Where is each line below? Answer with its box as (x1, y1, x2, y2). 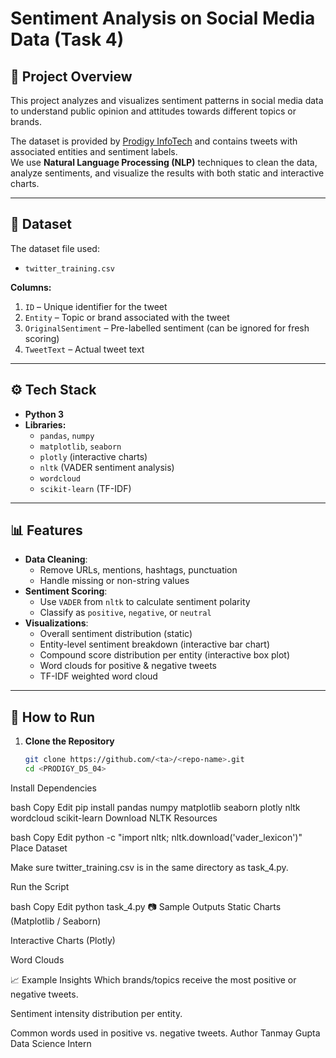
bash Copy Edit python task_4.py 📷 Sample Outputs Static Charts (10, 901, 282, 912)
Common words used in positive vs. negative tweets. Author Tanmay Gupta (10, 1027, 321, 1039)
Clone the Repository (24, 735, 115, 747)
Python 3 (24, 408, 65, 420)
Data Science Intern (10, 1038, 92, 1049)
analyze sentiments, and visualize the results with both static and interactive (10, 167, 325, 179)
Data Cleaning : (24, 553, 88, 566)
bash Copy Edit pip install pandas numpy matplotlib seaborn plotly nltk (10, 802, 301, 813)
